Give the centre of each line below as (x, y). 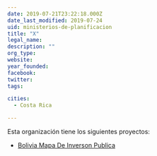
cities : (19, 99)
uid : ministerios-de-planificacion (60, 27)
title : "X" (23, 34)
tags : (15, 86)
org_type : (22, 54)
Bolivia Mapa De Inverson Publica (66, 145)
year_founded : (28, 66)
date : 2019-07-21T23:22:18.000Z (55, 14)
